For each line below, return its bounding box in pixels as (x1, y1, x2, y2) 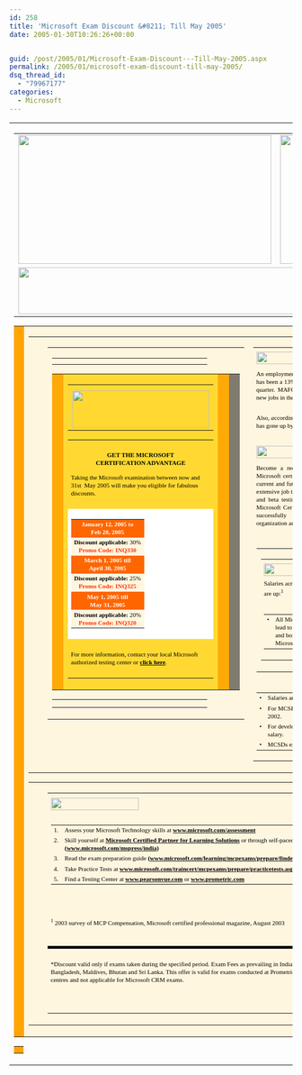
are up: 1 (263, 588, 284, 597)
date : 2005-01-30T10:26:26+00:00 (9, 30, 135, 39)
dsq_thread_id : (9, 71, 67, 80)
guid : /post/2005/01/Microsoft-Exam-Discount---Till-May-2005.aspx (9, 54, 268, 63)
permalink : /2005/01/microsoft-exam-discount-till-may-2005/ (9, 62, 244, 72)
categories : (9, 87, 54, 96)
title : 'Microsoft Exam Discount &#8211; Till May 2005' (9, 22, 227, 31)
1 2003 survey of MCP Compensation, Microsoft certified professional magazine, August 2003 (50, 916, 285, 926)
